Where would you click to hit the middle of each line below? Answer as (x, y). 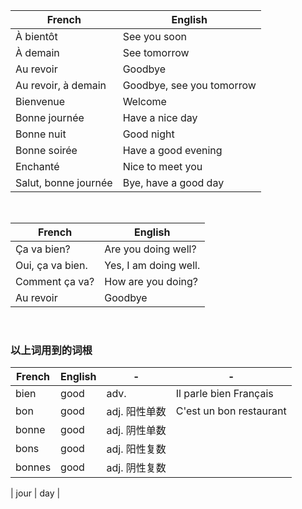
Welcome (144, 101)
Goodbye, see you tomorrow (189, 85)
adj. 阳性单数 (136, 412)
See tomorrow (156, 52)
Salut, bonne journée (64, 182)
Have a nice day (160, 117)
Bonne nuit (41, 134)
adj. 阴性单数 (136, 431)
